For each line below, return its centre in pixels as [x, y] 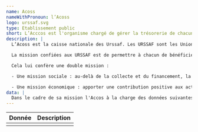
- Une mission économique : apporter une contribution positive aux [97, 87]
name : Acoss [21, 11]
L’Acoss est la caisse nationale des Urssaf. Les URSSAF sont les [95, 45]
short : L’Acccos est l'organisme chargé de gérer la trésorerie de [91, 34]
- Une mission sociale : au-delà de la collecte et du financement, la [101, 76]
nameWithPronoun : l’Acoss [38, 17]
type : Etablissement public [41, 28]
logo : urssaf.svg [27, 22]
